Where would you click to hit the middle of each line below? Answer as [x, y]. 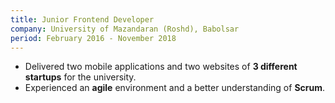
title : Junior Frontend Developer [82, 19]
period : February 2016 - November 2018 [93, 38]
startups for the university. [80, 77]
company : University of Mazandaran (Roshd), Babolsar [125, 29]
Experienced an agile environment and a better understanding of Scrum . [175, 88]
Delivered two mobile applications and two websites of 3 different [161, 67]
